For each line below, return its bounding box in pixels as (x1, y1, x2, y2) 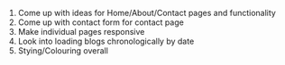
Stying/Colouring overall (17, 45, 108, 56)
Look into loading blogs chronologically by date (17, 36, 195, 46)
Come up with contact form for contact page (17, 17, 185, 28)
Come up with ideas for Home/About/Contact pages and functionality (17, 8, 277, 18)
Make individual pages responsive (17, 27, 145, 37)
